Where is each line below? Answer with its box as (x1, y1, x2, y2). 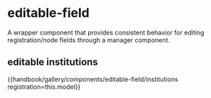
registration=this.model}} (7, 82, 81, 91)
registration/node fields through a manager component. (7, 35, 171, 44)
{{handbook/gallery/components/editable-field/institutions (7, 75, 179, 83)
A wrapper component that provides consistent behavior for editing (7, 28, 205, 37)
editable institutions (7, 56, 98, 68)
